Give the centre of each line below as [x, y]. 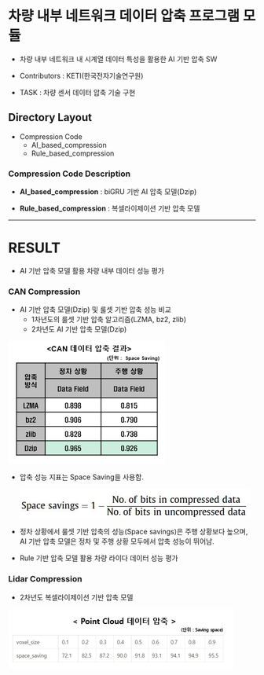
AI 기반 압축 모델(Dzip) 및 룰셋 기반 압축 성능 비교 [95, 310]
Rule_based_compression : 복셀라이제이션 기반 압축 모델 [110, 208]
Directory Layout [50, 117]
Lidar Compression [45, 579]
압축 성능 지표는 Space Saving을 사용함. [81, 477]
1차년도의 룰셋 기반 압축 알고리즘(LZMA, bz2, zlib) [109, 320]
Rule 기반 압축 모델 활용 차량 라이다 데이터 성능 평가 [99, 558]
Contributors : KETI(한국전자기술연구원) [81, 75]
